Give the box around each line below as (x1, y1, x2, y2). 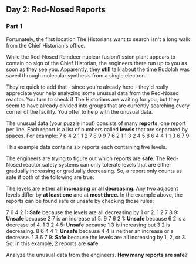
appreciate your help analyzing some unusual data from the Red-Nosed (6, 89, 179, 96)
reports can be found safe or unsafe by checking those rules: (6, 197, 154, 204)
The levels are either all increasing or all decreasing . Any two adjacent (6, 185, 178, 192)
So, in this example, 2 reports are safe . (6, 240, 100, 247)
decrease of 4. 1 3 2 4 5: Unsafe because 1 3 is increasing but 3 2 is (6, 221, 170, 228)
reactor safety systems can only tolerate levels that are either (23, 161, 171, 168)
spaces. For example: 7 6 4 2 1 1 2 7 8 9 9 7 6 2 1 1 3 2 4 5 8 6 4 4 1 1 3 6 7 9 (6, 132, 190, 139)
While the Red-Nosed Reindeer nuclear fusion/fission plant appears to (6, 53, 176, 60)
